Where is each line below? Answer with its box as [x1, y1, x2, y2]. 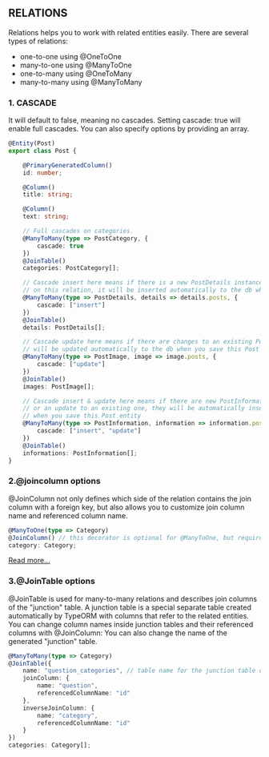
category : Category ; [8, 541, 78, 550]
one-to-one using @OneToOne [19, 51, 122, 61]
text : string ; [22, 212, 70, 221]
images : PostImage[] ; [22, 382, 94, 391]
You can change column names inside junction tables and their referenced [8, 619, 254, 629]
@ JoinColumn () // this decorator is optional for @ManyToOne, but [8, 534, 235, 542]
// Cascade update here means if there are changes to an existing [22, 338, 252, 346]
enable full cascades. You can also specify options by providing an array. [8, 124, 250, 134]
